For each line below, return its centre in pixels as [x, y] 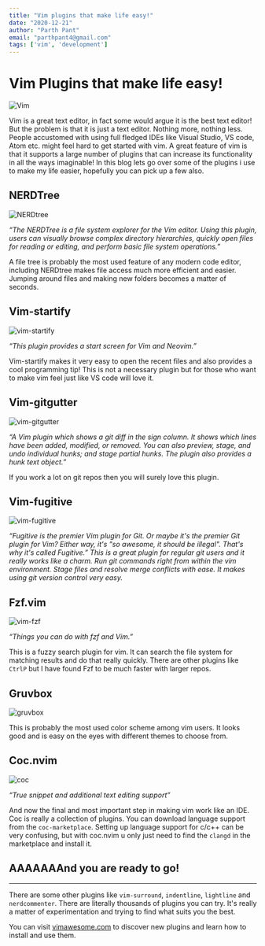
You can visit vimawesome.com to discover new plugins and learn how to [128, 926]
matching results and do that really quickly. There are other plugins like [124, 660]
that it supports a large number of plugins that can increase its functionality [131, 154]
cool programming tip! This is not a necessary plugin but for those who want [132, 369]
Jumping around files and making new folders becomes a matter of [118, 278]
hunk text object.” [38, 462]
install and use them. [43, 935]
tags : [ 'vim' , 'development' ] [59, 45]
